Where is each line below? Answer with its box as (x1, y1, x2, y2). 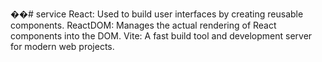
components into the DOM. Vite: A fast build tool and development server (10, 30, 313, 42)
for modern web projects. (10, 41, 115, 52)
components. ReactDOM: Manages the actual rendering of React (10, 19, 277, 31)
